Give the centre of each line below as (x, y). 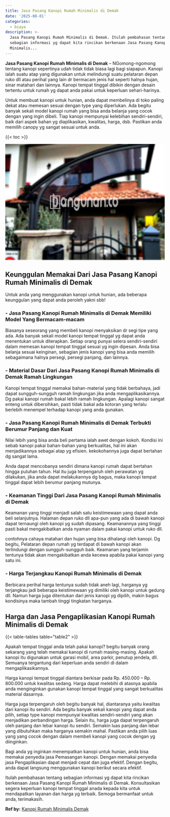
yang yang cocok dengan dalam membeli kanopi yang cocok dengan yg (80, 736)
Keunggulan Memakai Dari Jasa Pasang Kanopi (81, 274)
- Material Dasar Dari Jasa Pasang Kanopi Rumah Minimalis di (82, 370)
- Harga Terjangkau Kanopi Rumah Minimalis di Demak (74, 573)
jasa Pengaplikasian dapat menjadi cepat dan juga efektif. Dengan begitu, (82, 762)
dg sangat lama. (22, 456)
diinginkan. (17, 742)
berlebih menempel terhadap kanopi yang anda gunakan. (65, 410)
